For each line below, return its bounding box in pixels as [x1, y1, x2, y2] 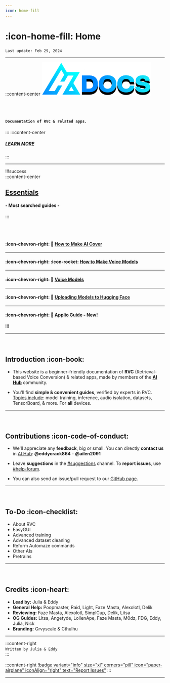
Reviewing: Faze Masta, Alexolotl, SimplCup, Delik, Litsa [12, 610, 131, 616]
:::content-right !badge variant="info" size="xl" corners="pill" [5, 662, 134, 668]
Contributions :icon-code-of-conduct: [5, 432, 129, 440]
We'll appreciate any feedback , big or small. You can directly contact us [12, 445, 164, 451]
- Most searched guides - [5, 202, 60, 208]
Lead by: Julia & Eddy [12, 599, 59, 605]
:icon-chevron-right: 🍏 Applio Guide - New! [5, 312, 98, 318]
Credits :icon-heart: [5, 585, 69, 594]
